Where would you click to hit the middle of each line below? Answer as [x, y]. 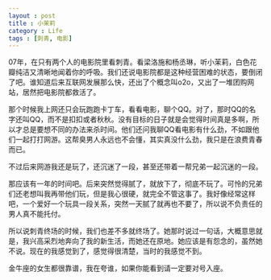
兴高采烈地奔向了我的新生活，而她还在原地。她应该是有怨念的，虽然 [142, 241]
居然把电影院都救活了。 [61, 93]
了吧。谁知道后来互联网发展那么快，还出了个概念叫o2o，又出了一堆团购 [128, 82]
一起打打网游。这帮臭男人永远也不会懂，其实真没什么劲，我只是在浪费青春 [139, 140]
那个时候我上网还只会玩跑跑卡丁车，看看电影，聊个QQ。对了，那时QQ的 [129, 109]
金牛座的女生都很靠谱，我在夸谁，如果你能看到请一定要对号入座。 [118, 268]
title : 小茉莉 [32, 23]
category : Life [35, 31]
